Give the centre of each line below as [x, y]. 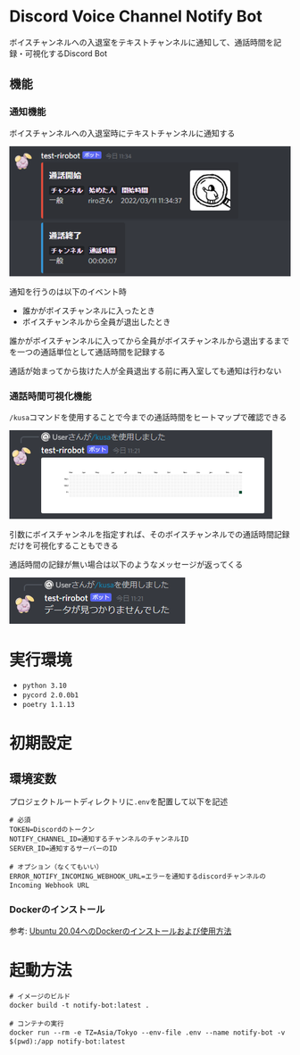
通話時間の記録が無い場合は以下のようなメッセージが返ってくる [126, 565]
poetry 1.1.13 [48, 705]
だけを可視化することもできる [64, 545]
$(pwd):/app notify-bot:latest [67, 1042]
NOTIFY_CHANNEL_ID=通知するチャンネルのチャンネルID [99, 839]
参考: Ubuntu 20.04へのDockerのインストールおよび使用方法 [121, 931]
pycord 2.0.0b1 [50, 695]
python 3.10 [44, 686]
